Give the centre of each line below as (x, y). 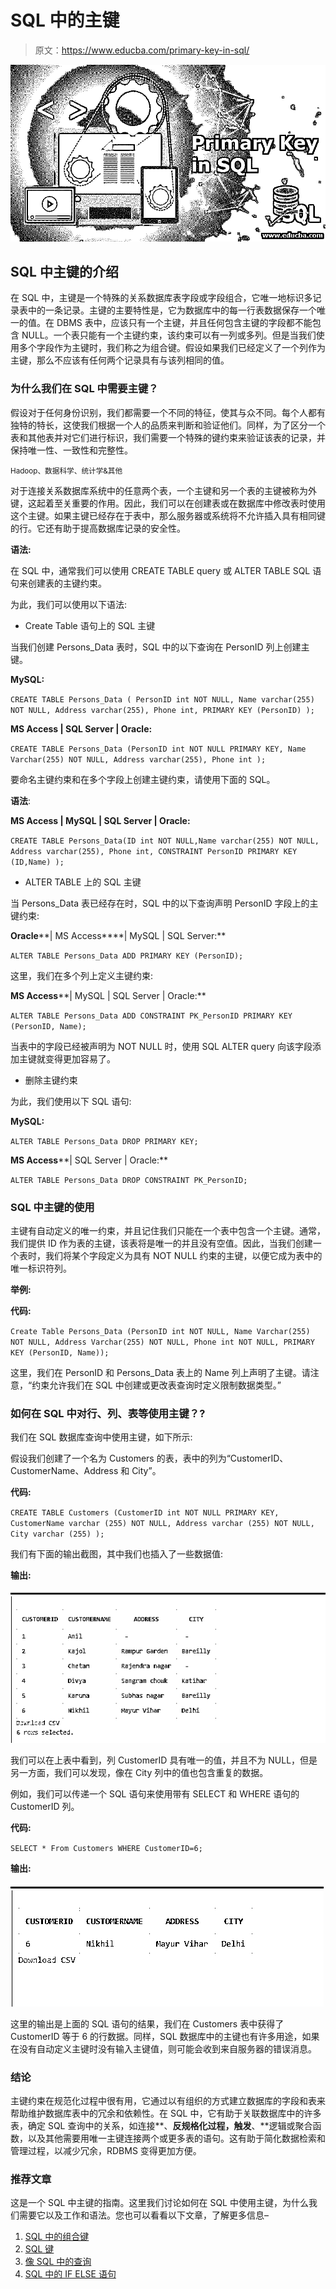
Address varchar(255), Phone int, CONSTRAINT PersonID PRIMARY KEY (154, 851)
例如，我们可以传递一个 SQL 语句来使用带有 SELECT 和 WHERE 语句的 (155, 1793)
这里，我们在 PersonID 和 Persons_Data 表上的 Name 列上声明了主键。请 (160, 1372)
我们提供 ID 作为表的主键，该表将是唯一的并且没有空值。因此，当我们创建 (161, 1243)
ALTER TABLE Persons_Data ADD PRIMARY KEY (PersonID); (127, 956)
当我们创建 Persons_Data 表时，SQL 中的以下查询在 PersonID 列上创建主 (160, 647)
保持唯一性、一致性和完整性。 (71, 450)
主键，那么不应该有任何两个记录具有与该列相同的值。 (120, 360)
